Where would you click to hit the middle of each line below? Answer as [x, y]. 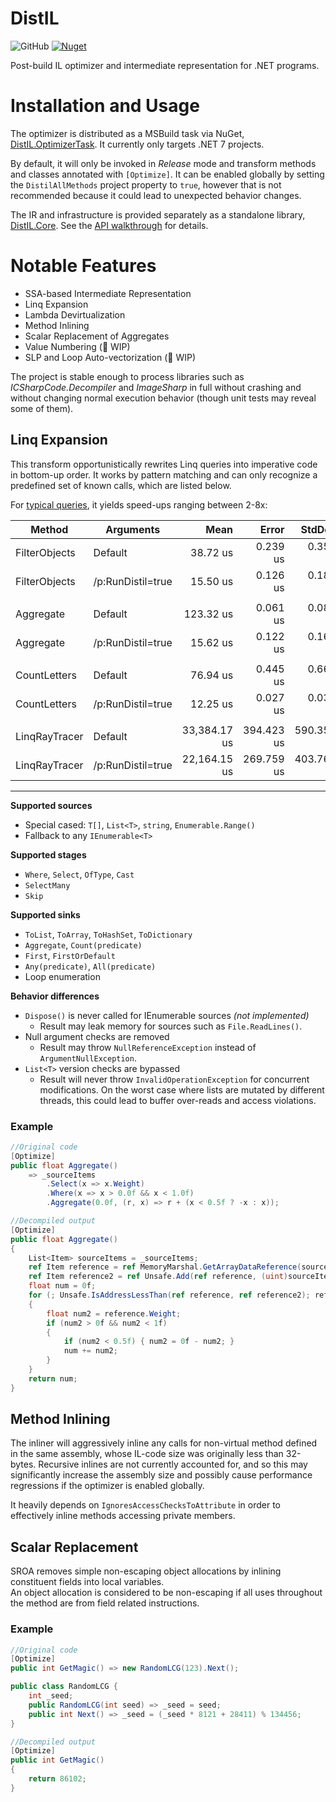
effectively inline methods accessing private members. [123, 1516]
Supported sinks [45, 914]
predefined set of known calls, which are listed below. [121, 485]
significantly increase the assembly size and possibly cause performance [161, 1475]
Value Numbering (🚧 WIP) [77, 346]
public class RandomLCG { [64, 1687]
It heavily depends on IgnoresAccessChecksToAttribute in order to [145, 1505]
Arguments [133, 529]
